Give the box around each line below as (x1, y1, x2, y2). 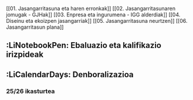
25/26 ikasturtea (6, 87, 55, 95)
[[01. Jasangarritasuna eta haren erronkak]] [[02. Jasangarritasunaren (6, 5, 176, 12)
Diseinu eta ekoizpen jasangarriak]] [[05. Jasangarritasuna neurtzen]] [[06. (6, 18, 188, 24)
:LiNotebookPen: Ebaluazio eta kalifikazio (6, 40, 161, 50)
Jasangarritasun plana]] (6, 23, 64, 30)
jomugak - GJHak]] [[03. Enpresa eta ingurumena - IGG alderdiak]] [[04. (6, 11, 181, 18)
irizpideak (6, 50, 44, 60)
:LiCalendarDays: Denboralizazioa (6, 70, 134, 80)
